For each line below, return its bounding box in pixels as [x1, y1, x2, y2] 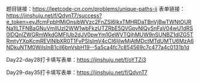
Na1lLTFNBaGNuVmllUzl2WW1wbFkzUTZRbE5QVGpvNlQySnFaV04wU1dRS [6, 25, 193, 32]
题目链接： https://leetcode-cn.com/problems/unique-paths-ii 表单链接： [6, 5, 186, 12]
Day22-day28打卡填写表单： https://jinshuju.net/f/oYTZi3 [6, 56, 147, 63]
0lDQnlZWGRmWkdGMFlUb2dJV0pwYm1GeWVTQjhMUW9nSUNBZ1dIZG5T [6, 31, 193, 38]
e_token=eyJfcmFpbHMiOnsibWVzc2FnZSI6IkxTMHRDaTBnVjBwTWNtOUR [6, 19, 192, 25]
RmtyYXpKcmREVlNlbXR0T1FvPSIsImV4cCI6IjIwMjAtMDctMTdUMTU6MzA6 [6, 38, 194, 44]
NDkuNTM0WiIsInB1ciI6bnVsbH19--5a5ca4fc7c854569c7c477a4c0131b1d [6, 44, 190, 51]
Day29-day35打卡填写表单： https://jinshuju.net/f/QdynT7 [6, 69, 148, 76]
